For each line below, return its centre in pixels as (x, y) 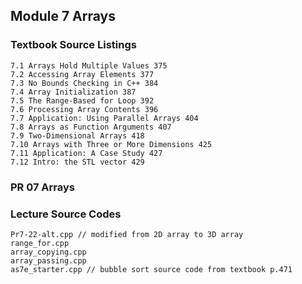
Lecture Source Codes (66, 214)
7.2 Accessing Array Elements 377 (82, 74)
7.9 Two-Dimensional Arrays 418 (77, 135)
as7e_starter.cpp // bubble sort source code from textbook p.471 (151, 269)
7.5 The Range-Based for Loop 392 (82, 100)
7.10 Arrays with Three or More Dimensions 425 (111, 144)
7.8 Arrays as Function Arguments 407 (91, 127)
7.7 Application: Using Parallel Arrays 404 (104, 118)
